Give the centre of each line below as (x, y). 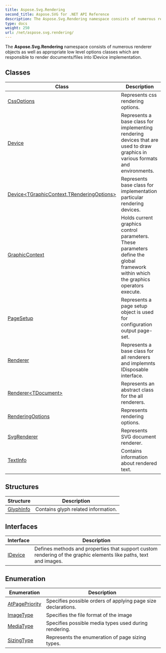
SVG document (139, 436)
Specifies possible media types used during (97, 623)
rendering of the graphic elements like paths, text (91, 555)
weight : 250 (17, 28)
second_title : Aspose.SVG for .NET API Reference (57, 14)
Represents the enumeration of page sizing (96, 637)
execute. (131, 292)
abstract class (137, 389)
